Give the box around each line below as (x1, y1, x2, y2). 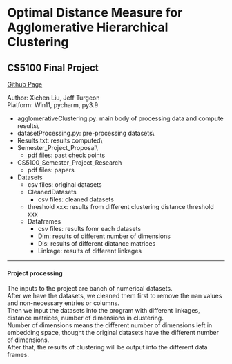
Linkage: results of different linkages (37, 247, 142, 255)
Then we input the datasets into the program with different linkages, (7, 307, 200, 315)
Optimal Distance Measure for (7, 5, 183, 21)
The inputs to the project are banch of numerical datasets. (7, 284, 173, 293)
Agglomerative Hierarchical (7, 19, 168, 35)
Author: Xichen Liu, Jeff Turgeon (7, 93, 100, 102)
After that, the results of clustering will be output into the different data (7, 343, 209, 352)
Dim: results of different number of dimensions (37, 232, 171, 240)
